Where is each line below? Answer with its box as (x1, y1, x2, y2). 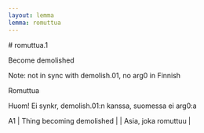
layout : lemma (8, 11, 55, 20)
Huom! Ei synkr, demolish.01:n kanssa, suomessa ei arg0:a (8, 101, 198, 110)
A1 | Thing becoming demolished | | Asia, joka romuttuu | (8, 116, 191, 125)
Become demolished (8, 56, 75, 65)
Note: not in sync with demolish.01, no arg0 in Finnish (8, 70, 181, 80)
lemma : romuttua (8, 19, 61, 27)
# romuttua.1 (8, 40, 49, 49)
